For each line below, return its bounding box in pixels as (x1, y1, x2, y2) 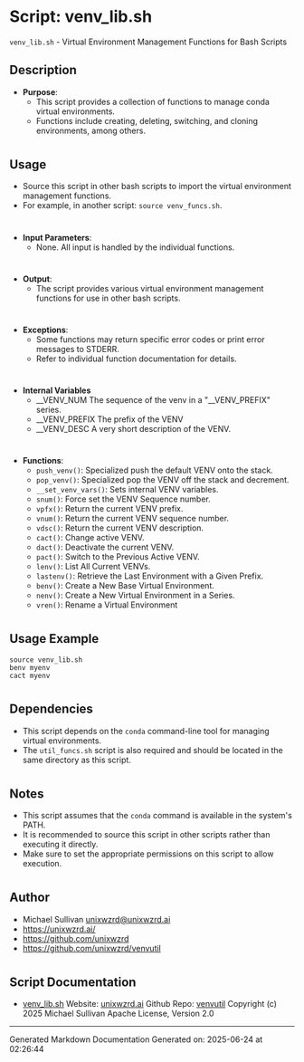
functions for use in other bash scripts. (35, 292, 181, 303)
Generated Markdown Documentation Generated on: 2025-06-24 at (9, 1034, 263, 1045)
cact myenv (9, 671, 51, 680)
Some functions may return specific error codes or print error (35, 333, 265, 345)
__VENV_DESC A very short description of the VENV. (35, 424, 232, 435)
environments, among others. (35, 125, 147, 136)
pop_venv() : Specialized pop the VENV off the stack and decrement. (35, 474, 290, 485)
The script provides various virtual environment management (35, 282, 264, 293)
